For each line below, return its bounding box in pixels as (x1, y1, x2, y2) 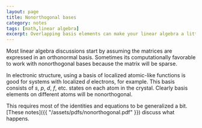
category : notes (6, 20, 47, 26)
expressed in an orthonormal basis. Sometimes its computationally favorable (6, 54, 196, 61)
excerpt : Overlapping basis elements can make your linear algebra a (6, 31, 185, 37)
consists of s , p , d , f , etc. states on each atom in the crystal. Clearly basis (6, 84, 188, 92)
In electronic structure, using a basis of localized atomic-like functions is (6, 72, 186, 79)
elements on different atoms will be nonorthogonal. (6, 91, 133, 98)
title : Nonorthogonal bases (6, 14, 77, 20)
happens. (6, 115, 30, 123)
